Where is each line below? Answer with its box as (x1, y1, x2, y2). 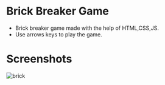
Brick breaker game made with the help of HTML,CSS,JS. (15, 24, 160, 32)
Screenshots (6, 52, 72, 66)
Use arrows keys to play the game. (15, 30, 102, 38)
